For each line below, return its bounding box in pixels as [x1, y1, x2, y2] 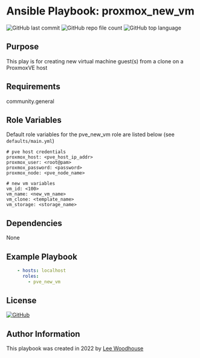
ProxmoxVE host [6, 64, 48, 71]
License [6, 295, 37, 306]
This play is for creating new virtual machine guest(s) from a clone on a [6, 57, 184, 64]
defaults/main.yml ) [6, 137, 54, 145]
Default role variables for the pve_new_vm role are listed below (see [6, 131, 175, 138]
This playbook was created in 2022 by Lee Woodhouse [6, 345, 144, 352]
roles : [22, 273, 39, 279]
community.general [6, 98, 54, 105]
